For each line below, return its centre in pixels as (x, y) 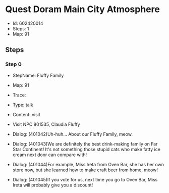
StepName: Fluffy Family (38, 75)
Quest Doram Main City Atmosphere (82, 9)
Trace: (19, 95)
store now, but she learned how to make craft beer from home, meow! (85, 170)
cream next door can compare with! (50, 155)
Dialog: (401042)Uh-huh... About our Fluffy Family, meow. (72, 134)
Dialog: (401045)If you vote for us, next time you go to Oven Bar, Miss (85, 179)
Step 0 (13, 64)
